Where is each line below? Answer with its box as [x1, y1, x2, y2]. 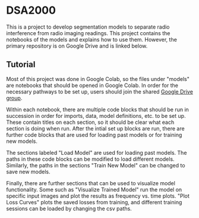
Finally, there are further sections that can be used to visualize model [6, 179, 175, 186]
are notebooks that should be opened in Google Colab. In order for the [6, 82, 178, 89]
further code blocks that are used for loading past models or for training [6, 131, 182, 138]
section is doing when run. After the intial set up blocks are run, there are [6, 124, 185, 132]
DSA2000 [6, 4, 56, 17]
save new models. [6, 168, 50, 175]
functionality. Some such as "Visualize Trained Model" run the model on [6, 186, 182, 193]
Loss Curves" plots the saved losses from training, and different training [6, 198, 182, 205]
